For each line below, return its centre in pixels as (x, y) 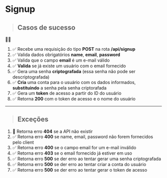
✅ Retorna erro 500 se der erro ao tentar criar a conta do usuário (79, 164)
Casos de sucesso (46, 28)
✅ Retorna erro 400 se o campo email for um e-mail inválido (74, 147)
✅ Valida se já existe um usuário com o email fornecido (69, 66)
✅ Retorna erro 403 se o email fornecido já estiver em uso (72, 153)
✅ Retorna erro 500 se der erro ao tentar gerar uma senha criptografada (87, 159)
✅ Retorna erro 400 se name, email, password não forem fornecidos (83, 136)
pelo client (23, 142)
